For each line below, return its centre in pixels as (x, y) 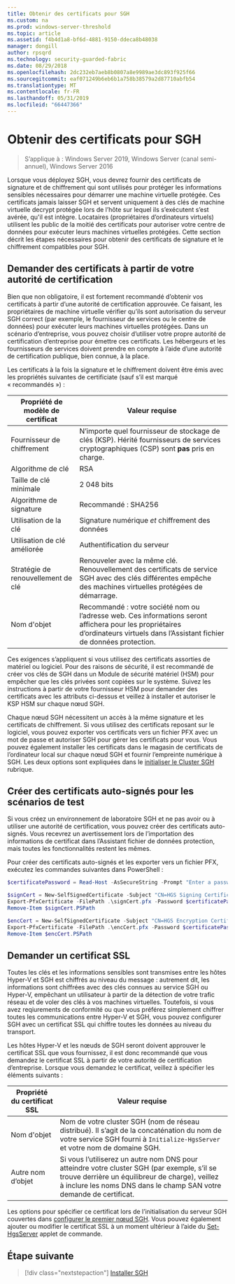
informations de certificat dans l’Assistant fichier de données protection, (111, 841)
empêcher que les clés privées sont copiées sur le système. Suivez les (109, 681)
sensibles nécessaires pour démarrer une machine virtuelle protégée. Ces (114, 195)
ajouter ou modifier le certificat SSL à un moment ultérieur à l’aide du (106, 1227)
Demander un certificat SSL (69, 955)
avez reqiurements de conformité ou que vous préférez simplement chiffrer (116, 1010)
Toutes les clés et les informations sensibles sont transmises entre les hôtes (117, 973)
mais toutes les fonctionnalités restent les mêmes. (79, 849)
